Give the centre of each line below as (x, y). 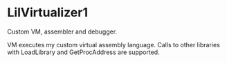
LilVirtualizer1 (48, 13)
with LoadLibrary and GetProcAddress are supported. (84, 52)
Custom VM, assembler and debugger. (62, 32)
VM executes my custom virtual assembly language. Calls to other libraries (113, 45)
